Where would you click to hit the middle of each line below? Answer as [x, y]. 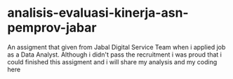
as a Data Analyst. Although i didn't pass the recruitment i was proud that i [115, 55]
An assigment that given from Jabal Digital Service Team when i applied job [116, 47]
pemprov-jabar [52, 28]
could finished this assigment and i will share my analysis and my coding [112, 62]
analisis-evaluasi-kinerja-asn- [98, 13]
